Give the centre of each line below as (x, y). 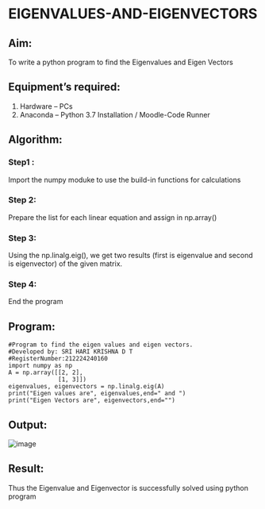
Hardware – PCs (46, 106)
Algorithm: (35, 140)
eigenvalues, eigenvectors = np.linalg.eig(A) (86, 387)
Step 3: (23, 237)
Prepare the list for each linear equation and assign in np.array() (113, 217)
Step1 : (21, 162)
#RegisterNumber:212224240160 (58, 359)
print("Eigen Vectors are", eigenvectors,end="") (92, 401)
